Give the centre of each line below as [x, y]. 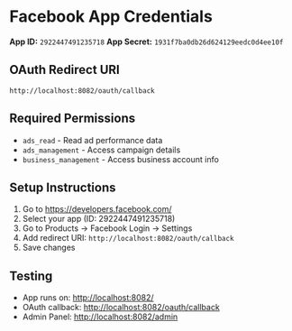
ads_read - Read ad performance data [92, 140]
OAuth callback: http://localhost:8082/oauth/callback [121, 308]
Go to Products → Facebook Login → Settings [107, 228]
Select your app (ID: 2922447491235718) [99, 219]
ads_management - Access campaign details [101, 150]
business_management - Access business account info [120, 159]
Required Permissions [73, 119]
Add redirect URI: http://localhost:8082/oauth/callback [128, 238]
